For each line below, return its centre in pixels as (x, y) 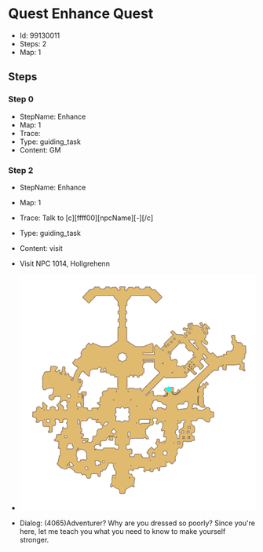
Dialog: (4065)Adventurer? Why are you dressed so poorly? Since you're (137, 523)
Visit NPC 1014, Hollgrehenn (64, 263)
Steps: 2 (33, 43)
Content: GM (40, 149)
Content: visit (41, 248)
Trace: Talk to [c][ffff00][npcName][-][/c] (86, 218)
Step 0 (21, 99)
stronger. (34, 540)
